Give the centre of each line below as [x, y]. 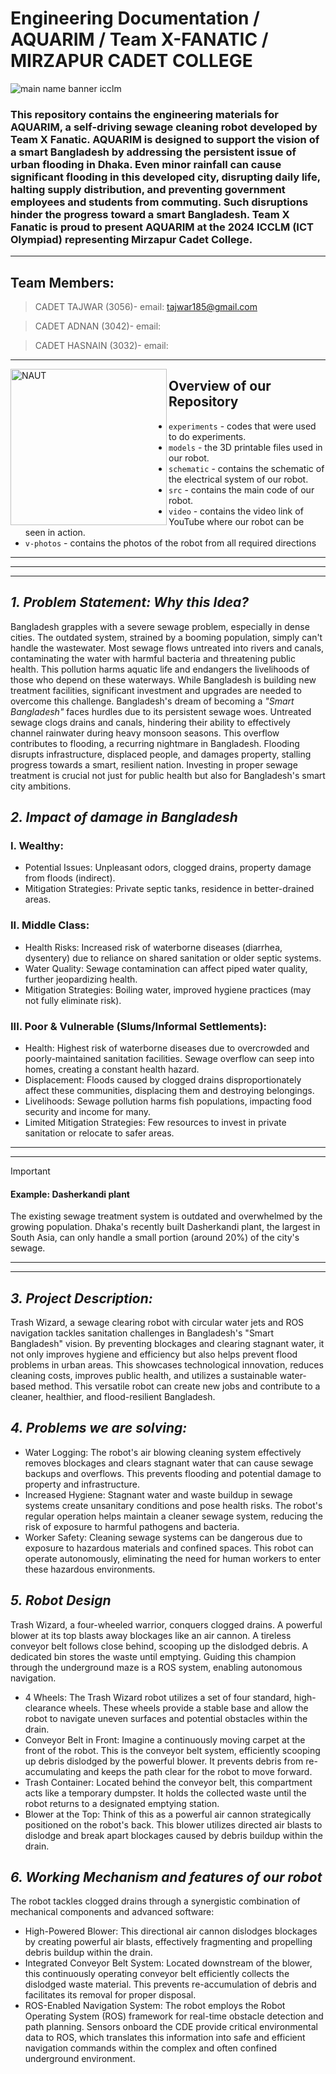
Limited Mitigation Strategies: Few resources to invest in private [155, 1122]
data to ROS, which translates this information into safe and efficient [165, 2038]
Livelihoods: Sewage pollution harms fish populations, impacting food [168, 1101]
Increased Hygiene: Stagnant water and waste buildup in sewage [158, 1494]
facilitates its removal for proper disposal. [110, 1995]
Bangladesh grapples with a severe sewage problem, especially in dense [160, 626]
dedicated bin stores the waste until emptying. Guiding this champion [153, 1656]
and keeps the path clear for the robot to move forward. [198, 1771]
